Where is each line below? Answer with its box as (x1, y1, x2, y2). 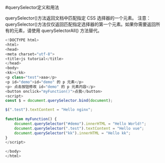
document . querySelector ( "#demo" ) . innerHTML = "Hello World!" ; (14, 121, 146, 126)
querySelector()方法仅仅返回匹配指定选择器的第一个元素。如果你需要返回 (5, 22, 156, 27)
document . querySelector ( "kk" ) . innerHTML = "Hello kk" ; (14, 130, 131, 135)
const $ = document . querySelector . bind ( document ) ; (5, 98, 113, 103)
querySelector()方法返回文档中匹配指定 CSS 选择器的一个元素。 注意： (5, 15, 151, 21)
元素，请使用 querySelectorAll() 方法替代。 (13, 28, 102, 34)
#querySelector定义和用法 (5, 5, 59, 10)
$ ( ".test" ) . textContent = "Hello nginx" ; (5, 107, 93, 112)
